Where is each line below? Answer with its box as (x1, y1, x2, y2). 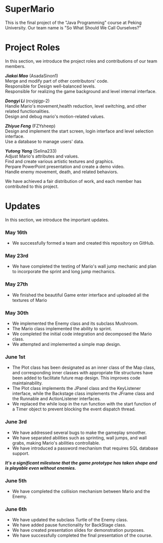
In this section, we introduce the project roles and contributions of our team (5, 58, 158, 64)
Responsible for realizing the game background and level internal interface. (5, 88, 157, 94)
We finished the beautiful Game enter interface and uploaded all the (12, 292, 149, 298)
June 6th (5, 505, 27, 512)
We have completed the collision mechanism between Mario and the (12, 488, 150, 494)
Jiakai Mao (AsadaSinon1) (5, 72, 58, 79)
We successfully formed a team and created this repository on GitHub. (12, 240, 155, 246)
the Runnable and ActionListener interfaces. (12, 396, 101, 402)
